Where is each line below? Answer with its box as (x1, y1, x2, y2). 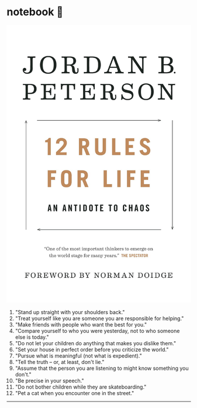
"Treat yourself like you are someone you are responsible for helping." (15, 315, 184, 322)
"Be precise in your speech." (15, 378, 84, 385)
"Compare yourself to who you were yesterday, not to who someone (15, 328, 180, 335)
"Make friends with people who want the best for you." (15, 321, 147, 328)
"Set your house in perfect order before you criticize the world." (15, 346, 169, 353)
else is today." (15, 334, 49, 341)
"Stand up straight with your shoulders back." (15, 309, 125, 316)
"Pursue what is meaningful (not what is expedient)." (15, 352, 142, 359)
